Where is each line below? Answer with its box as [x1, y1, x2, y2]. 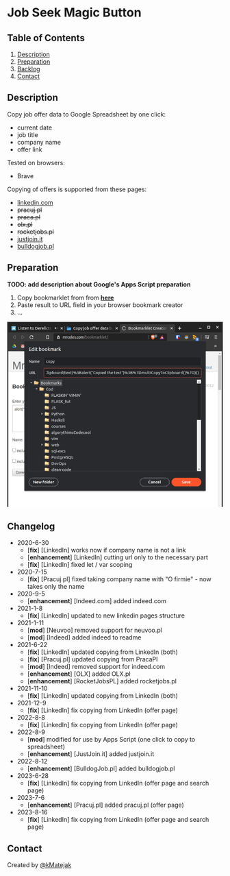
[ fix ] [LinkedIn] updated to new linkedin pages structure [27, 611, 185, 620]
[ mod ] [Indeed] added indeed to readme [27, 633, 142, 642]
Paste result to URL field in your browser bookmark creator [16, 300, 183, 309]
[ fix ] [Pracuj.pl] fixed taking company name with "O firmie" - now [27, 575, 212, 583]
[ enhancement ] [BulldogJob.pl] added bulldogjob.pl [27, 764, 175, 772]
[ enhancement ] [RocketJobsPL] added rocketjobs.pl [27, 677, 177, 685]
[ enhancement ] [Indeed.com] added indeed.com [27, 597, 166, 605]
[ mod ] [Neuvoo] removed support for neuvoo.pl [27, 626, 162, 635]
